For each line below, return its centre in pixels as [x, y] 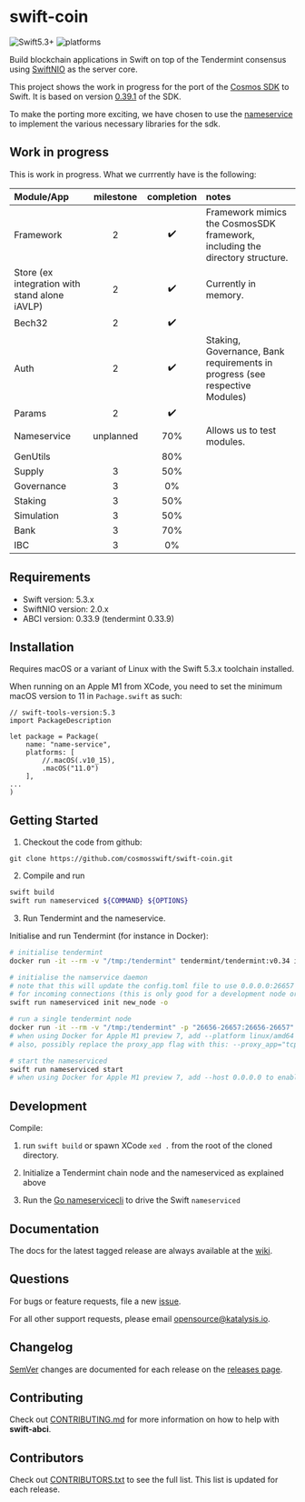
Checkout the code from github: [82, 842]
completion [172, 196]
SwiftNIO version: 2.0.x [65, 609]
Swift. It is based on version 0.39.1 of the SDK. [95, 96]
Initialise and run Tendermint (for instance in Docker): [109, 936]
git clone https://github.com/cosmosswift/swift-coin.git [121, 859]
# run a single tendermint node [70, 1019]
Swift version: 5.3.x [58, 599]
